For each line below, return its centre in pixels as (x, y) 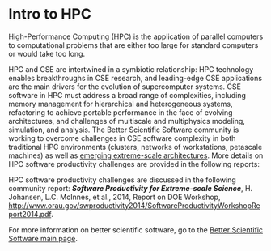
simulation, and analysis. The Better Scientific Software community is (124, 130)
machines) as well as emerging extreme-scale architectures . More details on (136, 155)
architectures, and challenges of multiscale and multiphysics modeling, (127, 121)
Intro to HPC (50, 14)
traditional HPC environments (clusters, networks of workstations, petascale (135, 147)
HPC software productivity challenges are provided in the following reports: (134, 164)
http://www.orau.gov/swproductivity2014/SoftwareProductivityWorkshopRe (134, 205)
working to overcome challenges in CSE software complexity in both (122, 138)
